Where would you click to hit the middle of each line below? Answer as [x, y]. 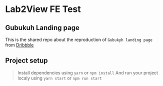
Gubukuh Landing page [42, 28]
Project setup [27, 61]
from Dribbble [19, 45]
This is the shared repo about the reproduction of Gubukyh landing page [79, 39]
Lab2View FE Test [43, 9]
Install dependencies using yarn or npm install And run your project [88, 72]
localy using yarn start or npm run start [59, 78]
